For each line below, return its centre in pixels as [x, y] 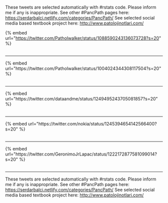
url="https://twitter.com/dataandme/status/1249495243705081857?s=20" [82, 99]
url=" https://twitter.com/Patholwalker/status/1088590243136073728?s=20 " [83, 38]
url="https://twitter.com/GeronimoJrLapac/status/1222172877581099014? [81, 154]
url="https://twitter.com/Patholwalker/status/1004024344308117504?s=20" [83, 68]
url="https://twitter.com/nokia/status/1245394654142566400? [92, 124]
